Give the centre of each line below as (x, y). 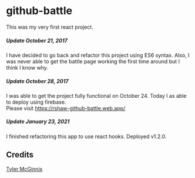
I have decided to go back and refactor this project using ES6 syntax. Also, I (98, 55)
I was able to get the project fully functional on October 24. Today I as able (96, 95)
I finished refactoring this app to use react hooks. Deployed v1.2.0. (86, 136)
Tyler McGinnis (24, 169)
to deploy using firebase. (36, 102)
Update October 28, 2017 (37, 81)
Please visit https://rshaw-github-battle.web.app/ (66, 108)
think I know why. (27, 67)
